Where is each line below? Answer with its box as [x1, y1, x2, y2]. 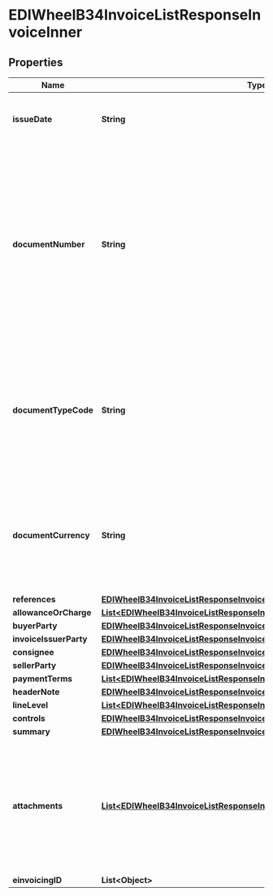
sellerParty [12, 660, 57, 671]
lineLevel [12, 700, 49, 710]
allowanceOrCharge [12, 607, 92, 618]
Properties [8, 55, 63, 69]
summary [12, 726, 50, 737]
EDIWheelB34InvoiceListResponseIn [8, 6, 262, 24]
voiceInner [8, 23, 83, 42]
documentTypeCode [12, 404, 93, 416]
